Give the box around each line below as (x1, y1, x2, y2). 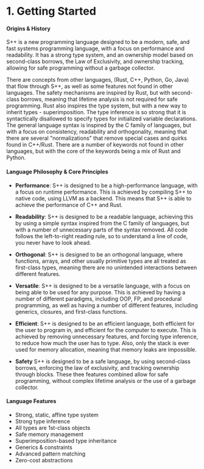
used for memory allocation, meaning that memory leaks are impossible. (15, 346, 197, 353)
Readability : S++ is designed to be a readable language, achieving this (15, 213, 194, 220)
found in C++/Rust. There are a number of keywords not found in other (6, 141, 184, 148)
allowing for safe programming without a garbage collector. (6, 64, 155, 71)
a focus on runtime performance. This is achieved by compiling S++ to (15, 188, 192, 195)
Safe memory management (15, 431, 84, 438)
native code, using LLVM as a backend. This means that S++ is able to (15, 194, 192, 202)
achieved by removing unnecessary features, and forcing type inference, (15, 333, 199, 340)
